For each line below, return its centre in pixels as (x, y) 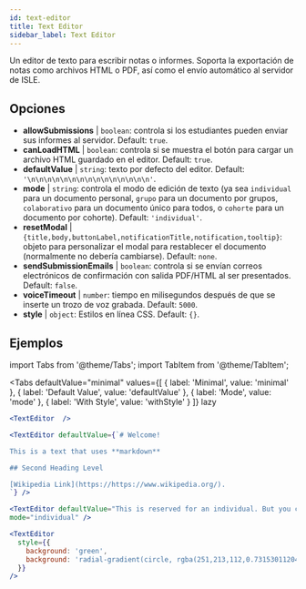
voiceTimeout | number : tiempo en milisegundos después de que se (149, 295)
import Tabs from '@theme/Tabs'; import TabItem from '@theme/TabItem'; (149, 365)
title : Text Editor (46, 26)
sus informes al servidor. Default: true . (95, 140)
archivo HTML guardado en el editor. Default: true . (117, 159)
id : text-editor (40, 18)
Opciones (37, 109)
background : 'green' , (66, 551)
